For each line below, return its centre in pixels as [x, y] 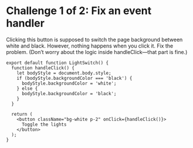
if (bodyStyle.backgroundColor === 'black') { [75, 78]
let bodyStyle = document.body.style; [64, 73]
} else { [27, 88]
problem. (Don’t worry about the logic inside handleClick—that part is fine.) [97, 52]
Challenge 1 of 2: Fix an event [79, 11]
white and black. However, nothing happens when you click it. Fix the [90, 46]
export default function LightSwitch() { [57, 63]
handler [26, 23]
